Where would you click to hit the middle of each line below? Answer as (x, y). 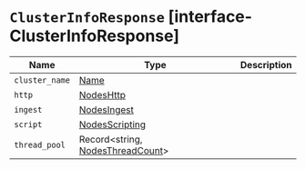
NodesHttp (102, 94)
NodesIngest (107, 109)
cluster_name (42, 80)
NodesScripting (112, 124)
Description (266, 65)
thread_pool (40, 144)
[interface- (210, 17)
